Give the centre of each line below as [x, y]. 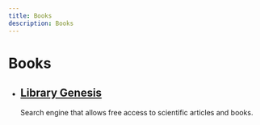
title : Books [30, 16]
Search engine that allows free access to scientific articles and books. [136, 112]
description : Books [41, 23]
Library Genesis [61, 93]
